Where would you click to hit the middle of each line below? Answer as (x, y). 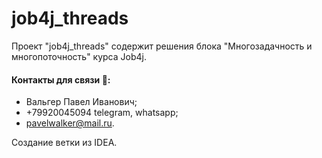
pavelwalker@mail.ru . (70, 123)
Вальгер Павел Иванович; (81, 102)
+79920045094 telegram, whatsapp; (102, 113)
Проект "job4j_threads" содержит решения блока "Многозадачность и (162, 46)
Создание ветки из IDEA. (64, 143)
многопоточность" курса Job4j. (79, 56)
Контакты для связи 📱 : (61, 79)
